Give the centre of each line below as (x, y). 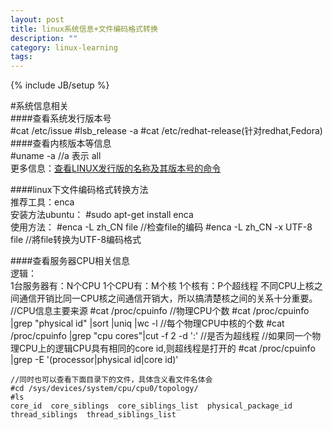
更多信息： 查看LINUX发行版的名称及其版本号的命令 (116, 168)
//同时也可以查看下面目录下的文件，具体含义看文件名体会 (111, 380)
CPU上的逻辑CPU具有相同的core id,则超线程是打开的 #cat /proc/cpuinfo (167, 348)
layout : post (37, 19)
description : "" (44, 38)
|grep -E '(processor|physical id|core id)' (94, 360)
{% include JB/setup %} (60, 85)
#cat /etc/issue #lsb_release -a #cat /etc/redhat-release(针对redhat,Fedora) (166, 131)
